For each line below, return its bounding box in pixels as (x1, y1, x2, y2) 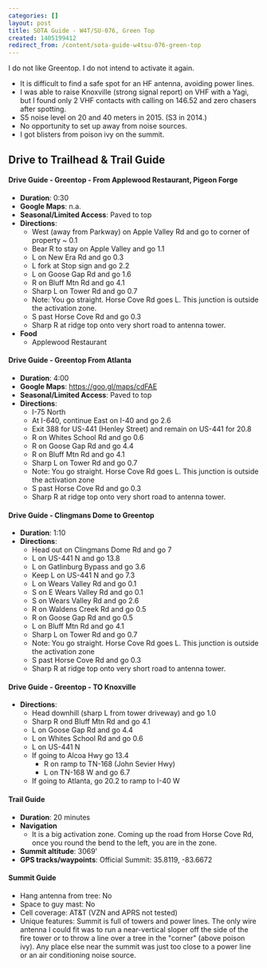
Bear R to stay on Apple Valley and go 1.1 (31, 244, 165, 253)
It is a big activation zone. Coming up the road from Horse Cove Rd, (31, 829, 254, 839)
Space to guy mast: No (19, 899, 96, 909)
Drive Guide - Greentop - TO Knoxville (8, 682, 136, 692)
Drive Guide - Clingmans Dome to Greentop (8, 510, 155, 520)
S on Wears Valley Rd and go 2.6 (31, 596, 139, 605)
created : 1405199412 (8, 34, 77, 42)
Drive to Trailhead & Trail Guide (8, 153, 166, 166)
